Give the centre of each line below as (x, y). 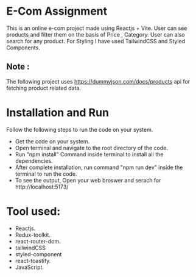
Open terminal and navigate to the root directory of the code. (92, 148)
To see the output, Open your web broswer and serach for (88, 180)
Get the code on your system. (52, 141)
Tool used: (33, 211)
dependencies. (34, 160)
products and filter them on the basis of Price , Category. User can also (96, 34)
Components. (23, 48)
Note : (18, 67)
